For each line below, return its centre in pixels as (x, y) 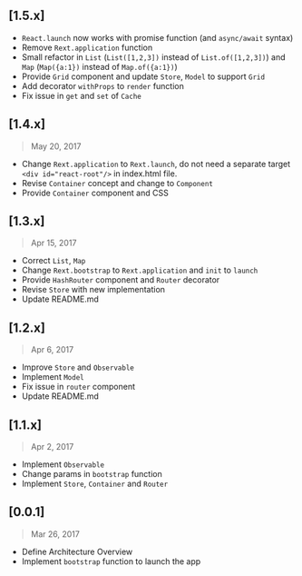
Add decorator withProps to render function (103, 85)
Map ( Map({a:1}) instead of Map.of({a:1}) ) (99, 66)
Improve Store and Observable (78, 367)
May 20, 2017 (56, 146)
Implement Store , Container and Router (95, 484)
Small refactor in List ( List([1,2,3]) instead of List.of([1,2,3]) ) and (153, 57)
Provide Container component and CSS (95, 193)
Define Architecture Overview (77, 551)
